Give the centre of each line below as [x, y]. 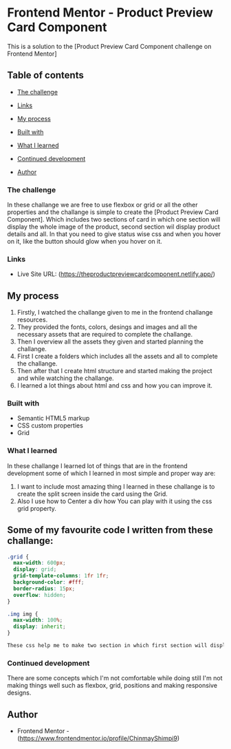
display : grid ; [35, 569]
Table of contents [45, 75]
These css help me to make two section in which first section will [107, 646]
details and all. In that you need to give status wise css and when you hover [114, 234]
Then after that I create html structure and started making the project [114, 371]
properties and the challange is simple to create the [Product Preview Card [113, 212]
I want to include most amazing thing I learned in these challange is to [116, 486]
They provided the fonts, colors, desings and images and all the [107, 327]
